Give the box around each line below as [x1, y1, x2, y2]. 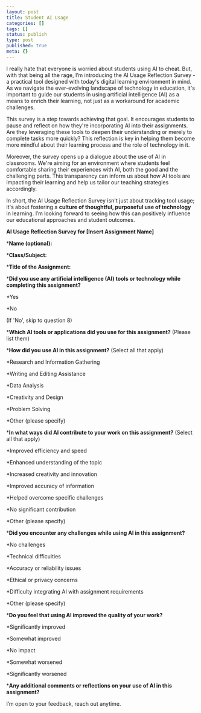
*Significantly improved [6, 623, 66, 631]
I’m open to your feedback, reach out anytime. [6, 700, 121, 707]
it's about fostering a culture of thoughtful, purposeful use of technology [6, 203, 191, 210]
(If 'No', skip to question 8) [6, 316, 72, 324]
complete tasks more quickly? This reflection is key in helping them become [6, 135, 195, 142]
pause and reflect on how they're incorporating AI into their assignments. [6, 122, 188, 129]
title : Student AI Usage [6, 15, 69, 21]
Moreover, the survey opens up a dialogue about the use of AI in [6, 153, 166, 160]
